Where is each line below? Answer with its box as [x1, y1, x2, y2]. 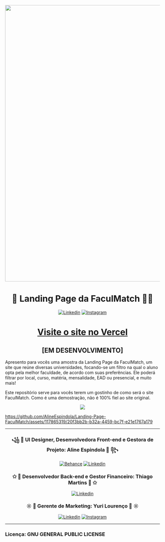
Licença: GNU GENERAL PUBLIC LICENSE [5, 531, 106, 538]
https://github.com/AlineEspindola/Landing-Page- [5, 413, 107, 419]
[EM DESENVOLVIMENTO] [41, 346, 124, 354]
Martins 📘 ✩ [68, 479, 97, 486]
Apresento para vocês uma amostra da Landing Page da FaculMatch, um [5, 359, 153, 365]
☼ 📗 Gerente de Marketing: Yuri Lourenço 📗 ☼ [26, 503, 139, 510]
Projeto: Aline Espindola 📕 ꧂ [46, 446, 119, 453]
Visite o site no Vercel [37, 327, 128, 338]
